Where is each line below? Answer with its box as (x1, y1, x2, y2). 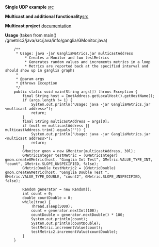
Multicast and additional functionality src (5, 14, 89, 19)
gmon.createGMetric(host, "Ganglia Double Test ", (5, 170, 110, 175)
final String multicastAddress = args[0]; (22, 119, 110, 124)
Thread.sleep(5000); (31, 204, 73, 209)
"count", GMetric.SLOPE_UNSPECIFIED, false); (5, 162, 98, 166)
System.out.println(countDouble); (31, 221, 101, 226)
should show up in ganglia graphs (5, 68, 75, 73)
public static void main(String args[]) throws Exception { (14, 89, 138, 94)
